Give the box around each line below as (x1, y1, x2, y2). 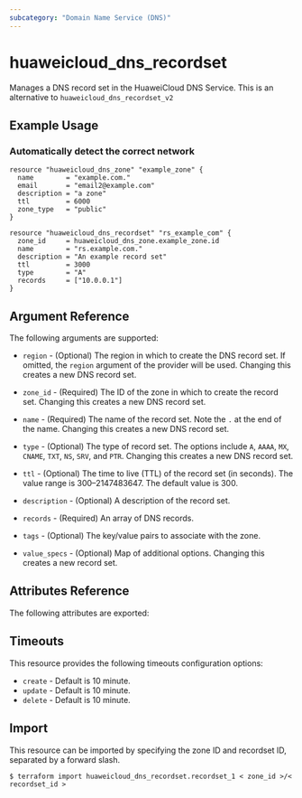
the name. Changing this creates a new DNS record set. (22, 424, 230, 435)
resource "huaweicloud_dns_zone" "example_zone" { (9, 165, 204, 174)
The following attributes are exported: (9, 607, 150, 618)
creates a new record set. (22, 558, 118, 568)
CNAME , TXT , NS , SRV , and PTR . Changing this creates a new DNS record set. (22, 451, 294, 462)
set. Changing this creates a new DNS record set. (22, 397, 206, 408)
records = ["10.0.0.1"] (17, 277, 124, 286)
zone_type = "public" (17, 205, 106, 214)
